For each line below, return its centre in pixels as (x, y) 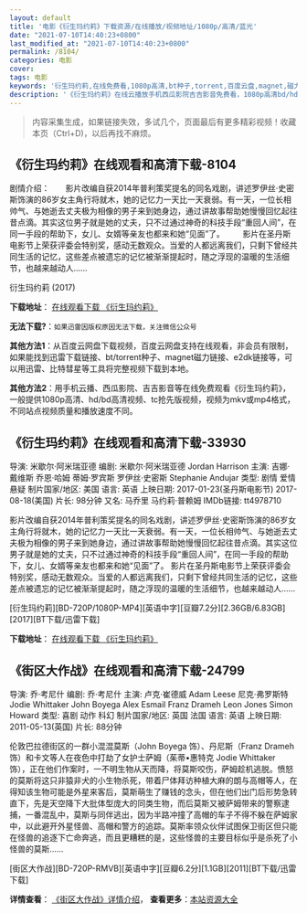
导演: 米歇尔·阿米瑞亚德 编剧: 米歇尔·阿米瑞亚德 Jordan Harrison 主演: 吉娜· (150, 466)
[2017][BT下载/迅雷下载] (55, 620)
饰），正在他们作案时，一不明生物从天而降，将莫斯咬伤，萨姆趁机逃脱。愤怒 (152, 769)
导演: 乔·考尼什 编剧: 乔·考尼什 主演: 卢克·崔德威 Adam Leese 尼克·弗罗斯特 (149, 694)
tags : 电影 (29, 78)
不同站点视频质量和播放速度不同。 (74, 411)
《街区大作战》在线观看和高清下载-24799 (127, 670)
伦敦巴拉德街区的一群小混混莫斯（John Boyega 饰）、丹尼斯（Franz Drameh (152, 746)
